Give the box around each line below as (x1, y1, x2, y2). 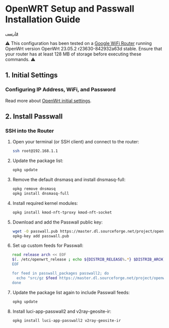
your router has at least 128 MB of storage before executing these (5, 51, 142, 57)
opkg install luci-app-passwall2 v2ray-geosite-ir (12, 318, 121, 323)
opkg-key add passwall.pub (12, 233, 69, 239)
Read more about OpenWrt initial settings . (5, 97, 92, 103)
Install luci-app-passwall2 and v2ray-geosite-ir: (12, 308, 112, 314)
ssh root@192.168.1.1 (12, 148, 58, 154)
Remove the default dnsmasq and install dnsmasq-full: (12, 177, 126, 183)
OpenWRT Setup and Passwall (5, 3, 135, 15)
